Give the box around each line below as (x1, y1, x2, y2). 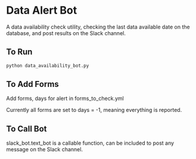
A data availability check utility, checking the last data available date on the (6, 23, 190, 30)
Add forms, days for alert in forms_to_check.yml (6, 95, 124, 102)
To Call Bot (6, 123, 47, 134)
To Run (6, 47, 33, 57)
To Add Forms (6, 79, 60, 89)
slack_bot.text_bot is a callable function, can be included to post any (6, 139, 175, 146)
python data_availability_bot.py (6, 63, 89, 68)
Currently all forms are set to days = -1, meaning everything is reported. (6, 107, 182, 114)
